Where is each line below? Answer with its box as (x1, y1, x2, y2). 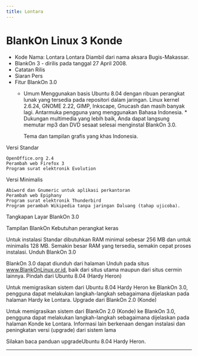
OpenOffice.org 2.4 (6, 155, 54, 161)
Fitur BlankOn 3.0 (14, 78, 57, 85)
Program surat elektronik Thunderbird (6, 198, 101, 204)
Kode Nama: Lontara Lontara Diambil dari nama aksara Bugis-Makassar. (14, 54, 190, 61)
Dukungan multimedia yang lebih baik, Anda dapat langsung (23, 115, 170, 122)
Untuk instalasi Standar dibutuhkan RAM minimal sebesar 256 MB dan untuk (6, 236, 192, 243)
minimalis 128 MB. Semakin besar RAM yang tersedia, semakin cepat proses (6, 242, 192, 249)
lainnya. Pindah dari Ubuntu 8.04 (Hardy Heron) (6, 272, 122, 280)
